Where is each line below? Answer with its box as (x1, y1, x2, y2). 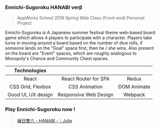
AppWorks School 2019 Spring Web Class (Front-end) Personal (17, 15, 145, 21)
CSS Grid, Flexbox (9, 84, 51, 90)
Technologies (14, 67, 46, 74)
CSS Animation (68, 84, 103, 90)
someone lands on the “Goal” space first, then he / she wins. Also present (5, 45, 154, 51)
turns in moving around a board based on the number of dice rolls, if (5, 40, 143, 46)
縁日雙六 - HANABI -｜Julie (17, 118, 72, 124)
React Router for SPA (61, 75, 110, 82)
